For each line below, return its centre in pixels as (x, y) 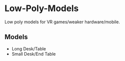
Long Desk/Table (29, 48)
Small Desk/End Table (34, 54)
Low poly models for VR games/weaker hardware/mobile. (62, 22)
